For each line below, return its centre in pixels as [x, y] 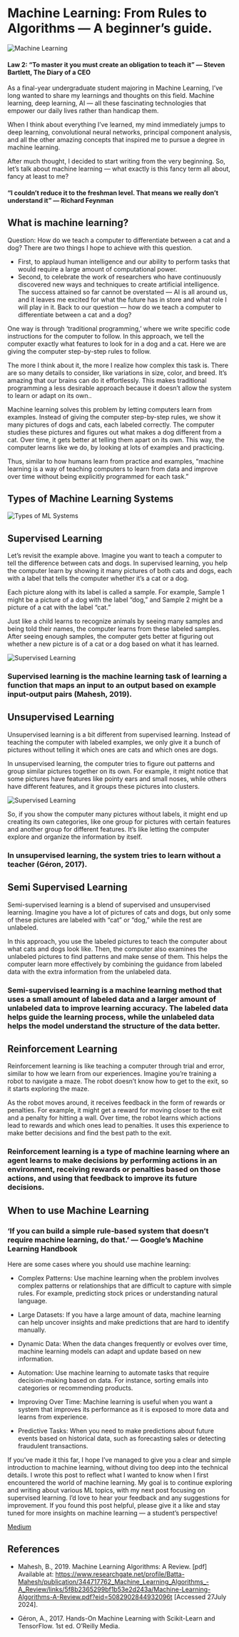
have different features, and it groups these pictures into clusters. [103, 786]
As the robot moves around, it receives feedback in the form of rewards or [117, 1103]
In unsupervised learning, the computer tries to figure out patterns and [111, 763]
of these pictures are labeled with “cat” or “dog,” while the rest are [105, 920]
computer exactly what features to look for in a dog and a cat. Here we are [117, 344]
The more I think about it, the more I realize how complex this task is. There [118, 365]
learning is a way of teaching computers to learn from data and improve [113, 469]
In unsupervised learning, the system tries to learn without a [114, 855]
